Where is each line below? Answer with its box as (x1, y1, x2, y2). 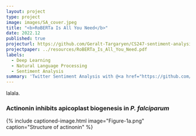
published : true (6, 36, 45, 41)
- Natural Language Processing (11, 62, 87, 69)
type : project (6, 14, 41, 20)
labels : (6, 52, 25, 58)
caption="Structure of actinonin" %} (6, 124, 93, 131)
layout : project (6, 8, 45, 15)
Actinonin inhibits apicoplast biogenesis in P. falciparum (6, 104, 170, 113)
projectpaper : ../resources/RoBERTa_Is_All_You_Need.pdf (6, 47, 148, 53)
